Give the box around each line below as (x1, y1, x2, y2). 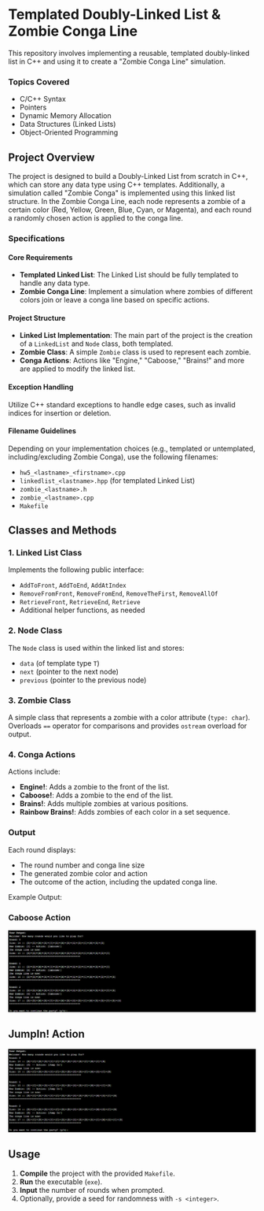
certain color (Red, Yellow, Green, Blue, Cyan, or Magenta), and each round (8, 205, 252, 214)
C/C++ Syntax (19, 95, 67, 104)
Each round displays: (8, 845, 76, 854)
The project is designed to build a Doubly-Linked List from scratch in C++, (8, 172, 248, 181)
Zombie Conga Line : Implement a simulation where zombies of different (19, 287, 253, 296)
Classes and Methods (8, 524, 117, 537)
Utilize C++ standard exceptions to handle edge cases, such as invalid (8, 399, 236, 409)
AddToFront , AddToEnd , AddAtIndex (19, 581, 127, 590)
